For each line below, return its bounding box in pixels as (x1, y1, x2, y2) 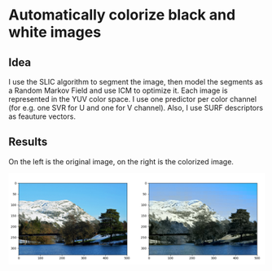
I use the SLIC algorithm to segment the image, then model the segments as (8, 77, 263, 86)
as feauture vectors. (8, 111, 76, 121)
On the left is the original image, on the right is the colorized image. (8, 156, 235, 166)
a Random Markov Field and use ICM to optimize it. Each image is (8, 85, 228, 95)
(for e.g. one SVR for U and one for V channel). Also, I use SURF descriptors (8, 103, 263, 112)
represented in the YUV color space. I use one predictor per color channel (8, 94, 257, 103)
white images (8, 23, 102, 42)
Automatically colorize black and (8, 6, 236, 24)
